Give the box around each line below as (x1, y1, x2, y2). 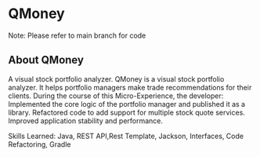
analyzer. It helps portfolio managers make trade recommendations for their (8, 82, 252, 92)
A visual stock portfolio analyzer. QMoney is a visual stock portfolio (8, 74, 225, 83)
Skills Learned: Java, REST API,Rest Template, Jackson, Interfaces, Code (8, 131, 244, 141)
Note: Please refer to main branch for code (8, 31, 146, 40)
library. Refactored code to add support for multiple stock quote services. (8, 108, 245, 117)
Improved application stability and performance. (8, 115, 163, 126)
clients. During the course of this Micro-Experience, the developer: (8, 91, 224, 100)
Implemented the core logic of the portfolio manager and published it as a (8, 99, 245, 108)
